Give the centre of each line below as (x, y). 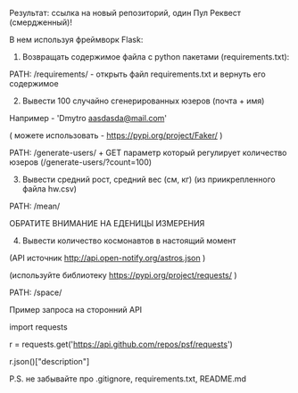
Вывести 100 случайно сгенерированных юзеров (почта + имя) (143, 101)
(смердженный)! (41, 22)
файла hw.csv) (50, 189)
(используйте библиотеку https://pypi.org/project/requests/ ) (124, 275)
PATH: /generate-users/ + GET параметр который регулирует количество (148, 152)
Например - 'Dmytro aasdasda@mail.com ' (88, 118)
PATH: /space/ (36, 292)
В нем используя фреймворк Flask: (76, 40)
